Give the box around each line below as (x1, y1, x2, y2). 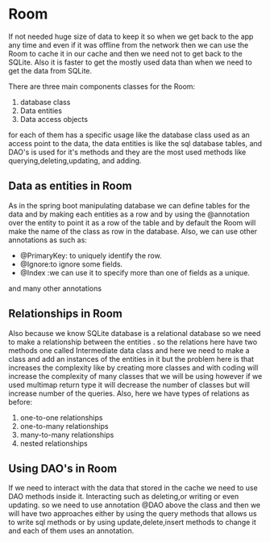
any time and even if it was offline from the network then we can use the (8, 40, 249, 49)
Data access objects (19, 114, 89, 124)
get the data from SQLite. (8, 65, 93, 75)
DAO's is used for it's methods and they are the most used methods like (8, 147, 247, 157)
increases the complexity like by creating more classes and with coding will (8, 363, 259, 372)
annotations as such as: (8, 235, 87, 245)
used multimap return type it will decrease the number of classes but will (8, 380, 250, 389)
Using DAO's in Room (8, 461, 118, 475)
